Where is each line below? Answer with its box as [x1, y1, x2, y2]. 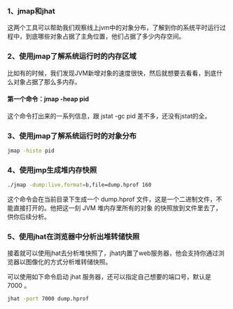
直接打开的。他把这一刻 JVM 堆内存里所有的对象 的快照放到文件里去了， [13, 204, 223, 212]
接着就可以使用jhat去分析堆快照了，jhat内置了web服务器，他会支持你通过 [7, 249, 219, 257]
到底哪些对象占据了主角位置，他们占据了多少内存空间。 [25, 32, 185, 41]
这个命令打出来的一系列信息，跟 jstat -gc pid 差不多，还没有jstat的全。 [7, 111, 211, 120]
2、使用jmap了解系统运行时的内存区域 [7, 51, 136, 61]
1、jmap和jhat [7, 6, 56, 15]
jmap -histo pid [7, 147, 55, 155]
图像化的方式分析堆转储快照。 [25, 258, 112, 266]
